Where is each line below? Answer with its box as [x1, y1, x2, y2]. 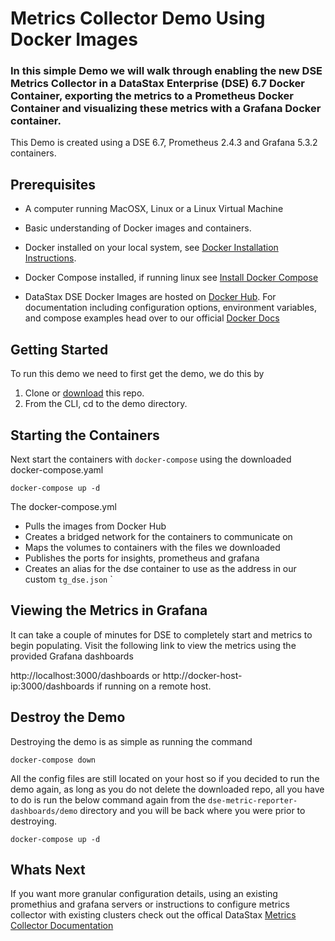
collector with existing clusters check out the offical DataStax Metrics [10, 909, 297, 921]
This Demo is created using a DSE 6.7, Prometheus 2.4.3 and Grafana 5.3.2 [10, 137, 318, 149]
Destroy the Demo [10, 709, 126, 726]
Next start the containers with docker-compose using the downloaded [10, 453, 292, 465]
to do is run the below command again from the [10, 793, 207, 806]
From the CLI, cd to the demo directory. [24, 398, 188, 410]
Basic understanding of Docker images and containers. [24, 222, 252, 234]
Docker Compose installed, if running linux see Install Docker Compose [24, 272, 319, 284]
